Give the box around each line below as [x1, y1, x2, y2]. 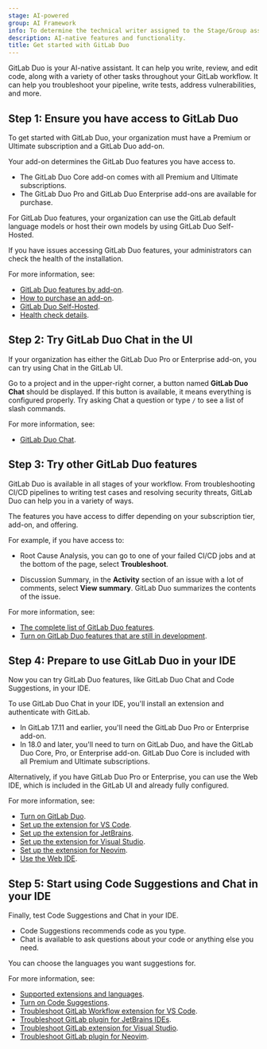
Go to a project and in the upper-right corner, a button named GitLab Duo [8, 378, 249, 387]
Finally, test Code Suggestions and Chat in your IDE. [8, 910, 179, 921]
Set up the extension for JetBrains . [19, 828, 133, 838]
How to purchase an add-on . [19, 293, 114, 303]
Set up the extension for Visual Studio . [19, 837, 145, 847]
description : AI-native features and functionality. [8, 33, 187, 42]
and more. [8, 88, 42, 98]
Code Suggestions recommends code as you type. [19, 926, 187, 936]
